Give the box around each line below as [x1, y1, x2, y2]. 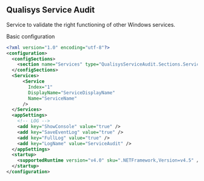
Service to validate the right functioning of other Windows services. [6, 21, 175, 28]
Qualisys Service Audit [6, 5, 95, 15]
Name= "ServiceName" [28, 95, 78, 101]
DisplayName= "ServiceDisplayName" [28, 89, 115, 96]
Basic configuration [6, 33, 55, 40]
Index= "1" [28, 84, 53, 90]
